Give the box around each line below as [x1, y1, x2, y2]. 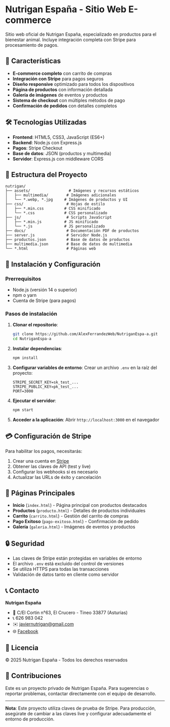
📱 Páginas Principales [5, 489, 75, 498]
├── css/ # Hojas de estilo [5, 202, 105, 207]
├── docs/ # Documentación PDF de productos [5, 228, 139, 233]
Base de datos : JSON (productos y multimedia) [12, 150, 112, 156]
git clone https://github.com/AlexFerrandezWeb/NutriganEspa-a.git [12, 331, 158, 337]
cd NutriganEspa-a [12, 337, 52, 342]
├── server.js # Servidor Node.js [5, 233, 108, 238]
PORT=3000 [12, 388, 34, 393]
